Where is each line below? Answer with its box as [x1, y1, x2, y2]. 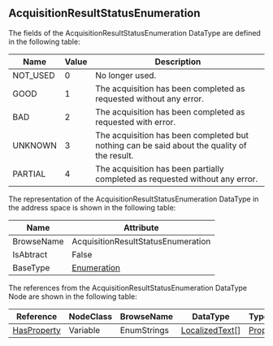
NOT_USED [12, 69, 55, 80]
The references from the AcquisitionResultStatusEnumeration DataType [8, 283, 248, 292]
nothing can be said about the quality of [94, 140, 248, 151]
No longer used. [94, 69, 157, 80]
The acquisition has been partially [94, 162, 224, 174]
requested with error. [94, 116, 176, 128]
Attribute [123, 222, 159, 233]
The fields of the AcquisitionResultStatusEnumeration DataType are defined [8, 28, 262, 37]
